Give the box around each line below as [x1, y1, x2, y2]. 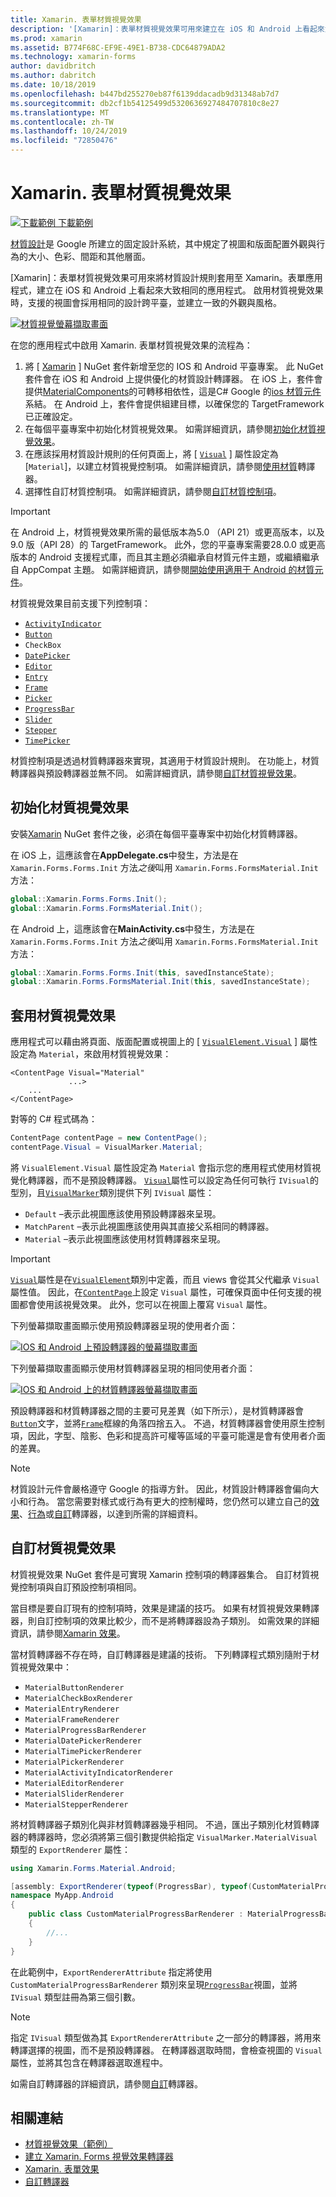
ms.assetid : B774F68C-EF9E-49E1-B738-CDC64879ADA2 [10, 42, 226, 53]
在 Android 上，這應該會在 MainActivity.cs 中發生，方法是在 [10, 922, 256, 935]
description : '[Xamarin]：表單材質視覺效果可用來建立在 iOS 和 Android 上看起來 [10, 24, 325, 34]
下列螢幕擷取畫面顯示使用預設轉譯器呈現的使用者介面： [10, 1319, 238, 1331]
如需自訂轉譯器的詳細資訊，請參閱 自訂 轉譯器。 [10, 2077, 203, 2090]
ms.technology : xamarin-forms [10, 52, 137, 62]
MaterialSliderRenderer [24, 1789, 125, 1799]
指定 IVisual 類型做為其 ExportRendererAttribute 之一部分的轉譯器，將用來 [10, 2031, 322, 2043]
